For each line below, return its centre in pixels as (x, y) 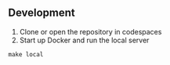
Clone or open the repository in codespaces (90, 31)
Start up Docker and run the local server (84, 40)
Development (42, 13)
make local (26, 54)
